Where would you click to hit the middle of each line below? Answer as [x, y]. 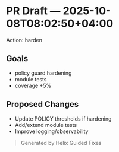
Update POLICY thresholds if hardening [63, 118]
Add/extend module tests [46, 125]
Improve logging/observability [51, 131]
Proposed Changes [43, 104]
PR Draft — [33, 11]
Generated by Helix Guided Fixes [61, 142]
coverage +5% [33, 85]
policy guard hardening [43, 73]
